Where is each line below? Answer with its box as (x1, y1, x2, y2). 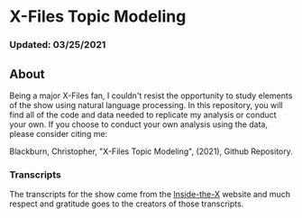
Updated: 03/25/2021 (9, 39, 106, 51)
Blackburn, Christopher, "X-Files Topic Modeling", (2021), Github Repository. (9, 146, 293, 157)
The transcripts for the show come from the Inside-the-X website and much (9, 189, 291, 200)
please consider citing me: (9, 128, 108, 139)
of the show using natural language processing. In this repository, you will (9, 99, 283, 110)
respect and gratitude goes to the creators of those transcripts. (9, 198, 244, 209)
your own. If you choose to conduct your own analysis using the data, (9, 119, 269, 130)
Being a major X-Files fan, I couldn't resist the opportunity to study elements (9, 90, 293, 101)
